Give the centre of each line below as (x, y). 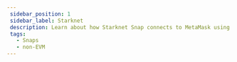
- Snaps (27, 41)
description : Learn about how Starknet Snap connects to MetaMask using (120, 27)
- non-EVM (31, 47)
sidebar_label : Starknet (46, 21)
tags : (18, 34)
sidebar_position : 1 (40, 14)
